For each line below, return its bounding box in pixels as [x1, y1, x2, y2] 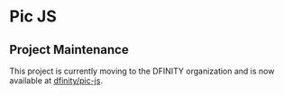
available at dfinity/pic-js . [9, 75, 104, 86]
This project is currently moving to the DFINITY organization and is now [9, 65, 275, 76]
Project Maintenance [9, 42, 129, 57]
